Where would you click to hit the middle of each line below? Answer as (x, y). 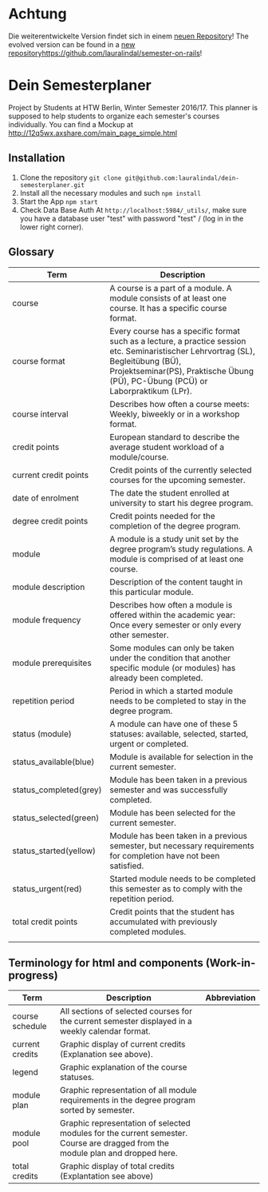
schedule (30, 1027)
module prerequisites (52, 663)
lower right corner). (51, 227)
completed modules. (148, 931)
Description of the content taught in (176, 582)
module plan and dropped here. (118, 1154)
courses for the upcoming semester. (177, 480)
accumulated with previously (164, 922)
